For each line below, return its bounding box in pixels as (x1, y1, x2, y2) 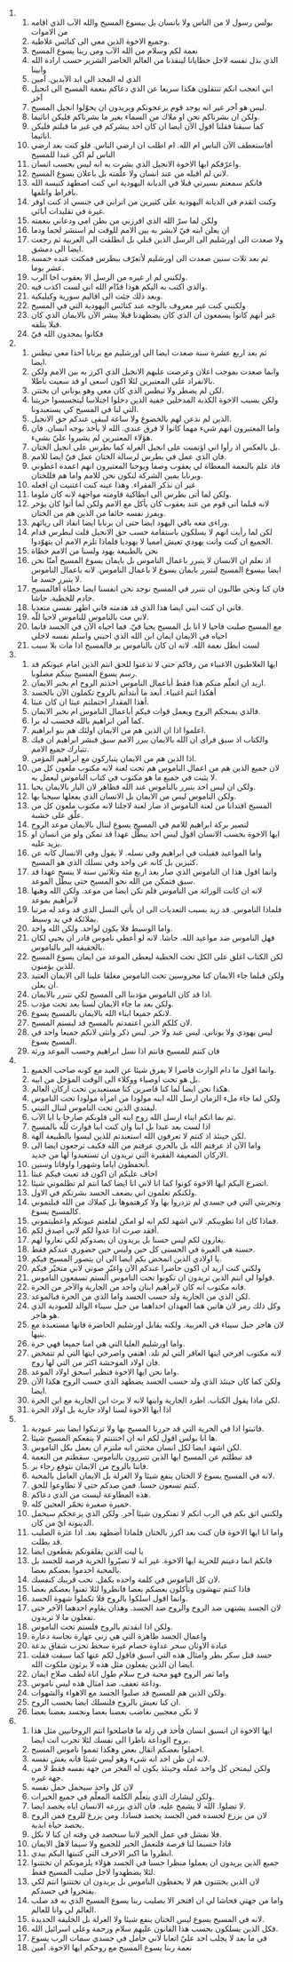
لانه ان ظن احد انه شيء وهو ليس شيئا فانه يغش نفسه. (30, 1753, 210, 1764)
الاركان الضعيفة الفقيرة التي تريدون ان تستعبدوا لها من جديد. (30, 1149, 229, 1160)
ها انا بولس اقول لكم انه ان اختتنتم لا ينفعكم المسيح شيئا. (30, 1433, 218, 1442)
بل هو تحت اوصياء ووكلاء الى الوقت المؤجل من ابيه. (30, 1074, 201, 1084)
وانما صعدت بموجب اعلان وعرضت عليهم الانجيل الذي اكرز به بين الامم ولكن (30, 366, 280, 377)
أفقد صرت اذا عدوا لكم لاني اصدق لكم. (30, 1225, 160, 1235)
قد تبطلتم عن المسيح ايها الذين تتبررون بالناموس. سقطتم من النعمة (30, 1451, 253, 1462)
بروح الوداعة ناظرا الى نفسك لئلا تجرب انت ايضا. (30, 1735, 191, 1744)
